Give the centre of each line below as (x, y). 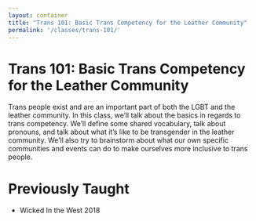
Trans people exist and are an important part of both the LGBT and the (122, 107)
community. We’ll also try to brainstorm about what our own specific (119, 140)
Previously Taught (69, 188)
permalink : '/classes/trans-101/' (65, 30)
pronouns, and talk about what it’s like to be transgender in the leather (121, 132)
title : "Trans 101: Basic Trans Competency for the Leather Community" (128, 23)
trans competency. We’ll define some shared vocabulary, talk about (117, 124)
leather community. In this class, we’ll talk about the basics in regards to (124, 115)
